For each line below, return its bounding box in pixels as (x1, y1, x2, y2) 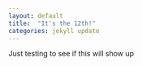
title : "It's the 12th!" (8, 19, 96, 27)
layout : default (8, 11, 63, 20)
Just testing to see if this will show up (8, 49, 135, 59)
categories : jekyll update (8, 27, 100, 35)
